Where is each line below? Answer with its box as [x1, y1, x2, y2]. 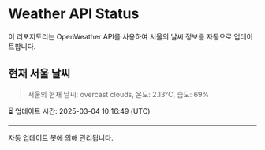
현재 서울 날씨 [8, 67, 71, 81]
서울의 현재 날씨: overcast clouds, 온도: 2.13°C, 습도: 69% [27, 89, 210, 99]
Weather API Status [8, 5, 140, 23]
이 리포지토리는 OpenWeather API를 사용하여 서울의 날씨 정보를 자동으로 [8, 32, 233, 41]
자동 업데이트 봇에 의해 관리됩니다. [8, 133, 114, 142]
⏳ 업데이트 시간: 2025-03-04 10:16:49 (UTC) [8, 106, 151, 115]
